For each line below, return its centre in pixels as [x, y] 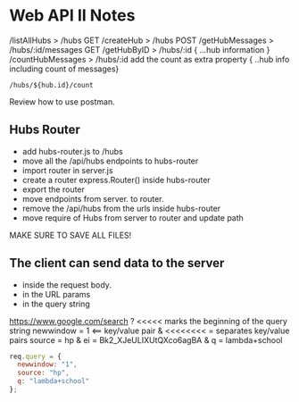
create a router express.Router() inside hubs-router [116, 180]
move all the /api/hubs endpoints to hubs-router [110, 161]
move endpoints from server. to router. [93, 198]
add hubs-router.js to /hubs [72, 151]
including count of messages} [64, 69]
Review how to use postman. [62, 101]
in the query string [56, 304]
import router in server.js [67, 170]
